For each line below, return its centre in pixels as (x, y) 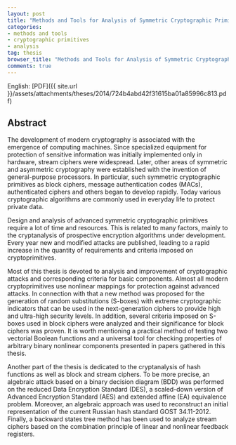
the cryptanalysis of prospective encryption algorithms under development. (117, 235)
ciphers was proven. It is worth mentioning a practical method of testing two (118, 331)
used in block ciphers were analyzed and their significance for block (125, 324)
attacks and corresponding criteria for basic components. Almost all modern (118, 279)
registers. (21, 434)
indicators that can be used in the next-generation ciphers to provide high (114, 309)
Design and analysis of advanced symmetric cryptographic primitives (108, 220)
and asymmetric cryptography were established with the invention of (107, 170)
